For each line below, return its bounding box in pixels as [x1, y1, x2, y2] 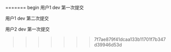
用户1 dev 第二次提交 [5, 15, 49, 21]
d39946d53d [94, 42, 122, 47]
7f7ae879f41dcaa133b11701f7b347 [94, 36, 166, 42]
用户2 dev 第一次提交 [5, 26, 50, 32]
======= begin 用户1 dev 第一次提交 [5, 5, 84, 10]
